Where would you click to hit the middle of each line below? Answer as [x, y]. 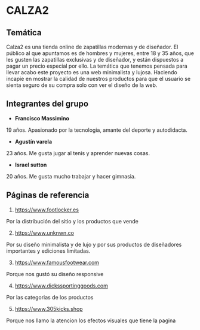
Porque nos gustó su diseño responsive [55, 274]
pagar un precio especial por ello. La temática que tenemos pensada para [97, 66]
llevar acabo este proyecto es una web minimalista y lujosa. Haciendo [92, 72]
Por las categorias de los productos [50, 297]
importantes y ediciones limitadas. [48, 251]
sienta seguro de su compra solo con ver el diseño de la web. [82, 85]
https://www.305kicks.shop [49, 308]
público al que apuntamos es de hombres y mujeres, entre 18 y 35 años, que [100, 53]
